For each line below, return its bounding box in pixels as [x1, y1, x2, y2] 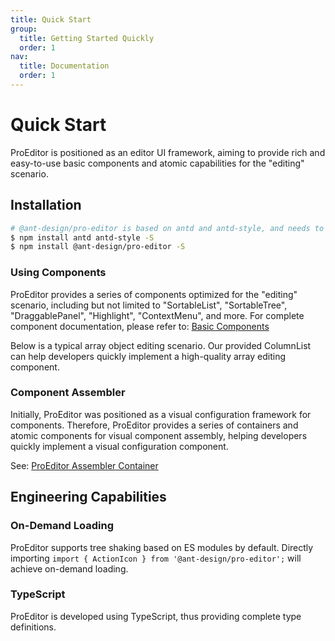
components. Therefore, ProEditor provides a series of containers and [10, 419, 299, 431]
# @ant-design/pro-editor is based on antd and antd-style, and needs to [10, 223, 325, 233]
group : [10, 24, 38, 34]
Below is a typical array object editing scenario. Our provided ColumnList [10, 339, 312, 351]
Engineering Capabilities [10, 489, 167, 506]
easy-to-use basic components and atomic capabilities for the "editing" [10, 157, 305, 169]
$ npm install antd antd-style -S [10, 232, 155, 243]
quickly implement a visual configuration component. [10, 440, 229, 452]
